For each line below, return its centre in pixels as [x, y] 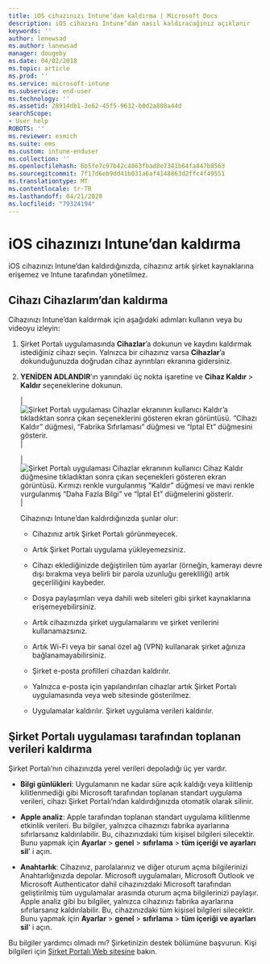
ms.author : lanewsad [43, 46]
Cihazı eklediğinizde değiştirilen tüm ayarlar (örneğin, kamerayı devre [147, 565]
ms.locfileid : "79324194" [52, 204]
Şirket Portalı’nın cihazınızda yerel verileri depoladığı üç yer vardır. [118, 768]
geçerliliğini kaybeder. [69, 582]
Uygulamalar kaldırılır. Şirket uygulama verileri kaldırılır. [123, 711]
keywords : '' [30, 31]
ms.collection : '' [39, 159]
